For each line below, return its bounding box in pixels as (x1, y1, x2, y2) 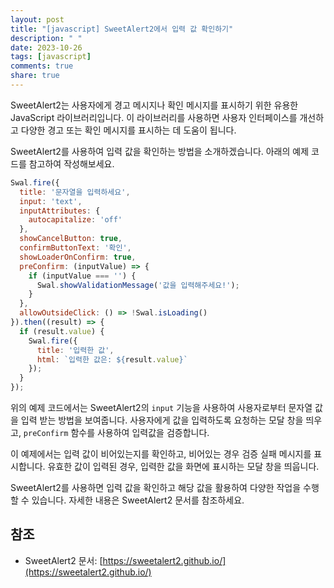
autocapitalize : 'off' (28, 215, 123, 225)
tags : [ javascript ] (10, 52, 92, 62)
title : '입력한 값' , (36, 345, 115, 355)
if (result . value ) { (19, 326, 105, 336)
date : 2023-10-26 (10, 42, 83, 53)
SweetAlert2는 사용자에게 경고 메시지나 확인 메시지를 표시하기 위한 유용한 (10, 99, 299, 111)
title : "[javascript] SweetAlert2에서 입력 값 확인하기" (10, 24, 234, 34)
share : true (10, 71, 60, 81)
